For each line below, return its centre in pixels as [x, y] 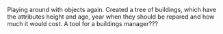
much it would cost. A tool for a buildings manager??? [83, 24]
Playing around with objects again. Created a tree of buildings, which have [112, 10]
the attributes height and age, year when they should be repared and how [111, 17]
